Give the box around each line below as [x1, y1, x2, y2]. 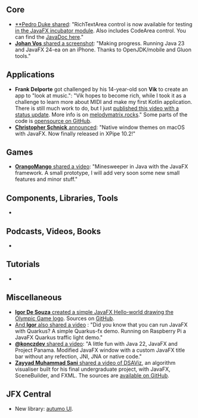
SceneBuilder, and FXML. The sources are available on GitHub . [14, 371, 170, 379]
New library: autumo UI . [14, 405, 73, 412]
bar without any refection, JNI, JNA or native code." [14, 352, 142, 360]
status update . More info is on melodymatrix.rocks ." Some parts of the [14, 110, 188, 118]
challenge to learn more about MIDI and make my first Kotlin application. [14, 98, 193, 105]
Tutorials [6, 259, 40, 269]
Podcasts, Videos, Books [6, 226, 101, 236]
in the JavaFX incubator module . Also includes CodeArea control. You [14, 27, 186, 34]
